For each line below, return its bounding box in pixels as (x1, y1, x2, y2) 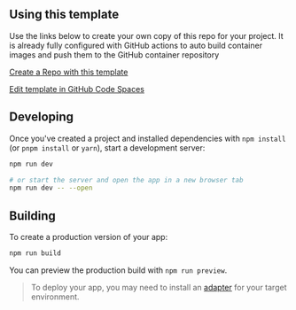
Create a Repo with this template (9, 66, 129, 77)
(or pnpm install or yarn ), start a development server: (9, 142, 206, 153)
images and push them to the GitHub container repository (9, 49, 220, 60)
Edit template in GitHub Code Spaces (9, 83, 144, 94)
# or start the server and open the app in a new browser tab (9, 175, 244, 184)
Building (9, 208, 56, 223)
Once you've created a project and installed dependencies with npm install (9, 133, 286, 143)
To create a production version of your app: (9, 232, 168, 243)
